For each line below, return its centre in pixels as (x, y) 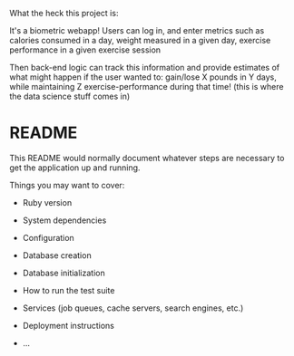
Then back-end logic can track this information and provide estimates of (144, 67)
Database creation (57, 255)
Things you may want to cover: (67, 185)
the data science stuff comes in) (70, 96)
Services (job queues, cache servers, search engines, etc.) (133, 308)
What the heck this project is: (64, 13)
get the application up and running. (75, 168)
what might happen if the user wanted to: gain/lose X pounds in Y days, (143, 77)
